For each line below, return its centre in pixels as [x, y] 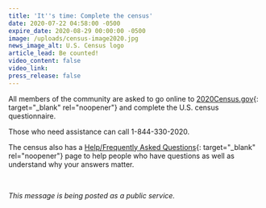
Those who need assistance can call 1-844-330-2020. [99, 131]
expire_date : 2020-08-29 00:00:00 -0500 [77, 31]
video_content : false [45, 61]
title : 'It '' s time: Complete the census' [81, 16]
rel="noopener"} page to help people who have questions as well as [122, 156]
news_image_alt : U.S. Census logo [66, 46]
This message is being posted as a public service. [92, 195]
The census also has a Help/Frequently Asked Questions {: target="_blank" [132, 147]
